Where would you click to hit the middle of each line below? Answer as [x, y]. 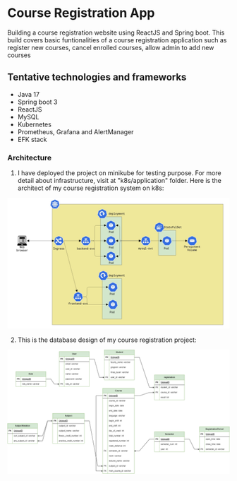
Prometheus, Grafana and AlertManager [75, 131]
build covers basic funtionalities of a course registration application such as [117, 40]
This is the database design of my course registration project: [107, 340]
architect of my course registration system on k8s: [91, 188]
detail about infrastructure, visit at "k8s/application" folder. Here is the [120, 181]
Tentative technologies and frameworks [97, 77]
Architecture [30, 158]
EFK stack [32, 139]
